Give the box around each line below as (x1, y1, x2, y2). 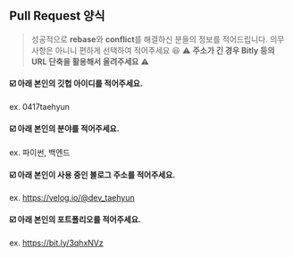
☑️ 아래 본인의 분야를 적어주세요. (9, 123, 120, 134)
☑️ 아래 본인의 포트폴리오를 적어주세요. (9, 214, 141, 225)
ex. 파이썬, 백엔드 (9, 147, 71, 158)
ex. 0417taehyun (9, 102, 70, 112)
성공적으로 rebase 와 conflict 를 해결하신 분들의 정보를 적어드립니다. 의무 (30, 34, 285, 45)
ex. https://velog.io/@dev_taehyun (9, 193, 136, 203)
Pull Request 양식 (9, 8, 105, 24)
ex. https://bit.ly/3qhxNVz (9, 237, 105, 248)
